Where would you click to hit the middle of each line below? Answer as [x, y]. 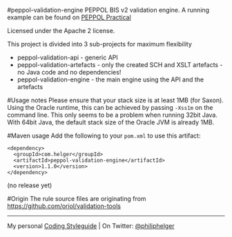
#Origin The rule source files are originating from [77, 199]
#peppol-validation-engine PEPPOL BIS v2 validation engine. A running [108, 10]
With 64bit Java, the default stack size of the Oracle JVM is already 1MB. [111, 122]
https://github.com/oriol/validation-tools [64, 206]
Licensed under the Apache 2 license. [61, 31]
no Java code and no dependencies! [69, 72]
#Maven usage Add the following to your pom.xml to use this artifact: [104, 135]
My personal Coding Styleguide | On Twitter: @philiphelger [91, 226]
